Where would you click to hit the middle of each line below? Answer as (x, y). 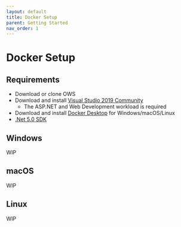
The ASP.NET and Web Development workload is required (95, 107)
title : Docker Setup (32, 17)
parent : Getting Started (37, 23)
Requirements (33, 80)
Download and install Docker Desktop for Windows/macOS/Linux (95, 113)
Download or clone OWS (45, 94)
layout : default (26, 12)
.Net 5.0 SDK (30, 119)
